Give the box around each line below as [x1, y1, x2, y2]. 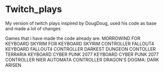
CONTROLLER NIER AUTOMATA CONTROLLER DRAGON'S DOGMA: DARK [5, 56, 159, 62]
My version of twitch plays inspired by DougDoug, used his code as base [5, 20, 157, 26]
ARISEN [5, 62, 22, 68]
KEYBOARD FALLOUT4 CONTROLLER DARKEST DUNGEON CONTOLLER [5, 46, 156, 52]
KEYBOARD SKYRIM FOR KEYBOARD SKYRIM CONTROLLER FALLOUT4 [5, 40, 154, 46]
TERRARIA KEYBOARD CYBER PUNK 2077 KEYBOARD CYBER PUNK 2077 [5, 51, 159, 57]
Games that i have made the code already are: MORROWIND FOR [5, 35, 141, 41]
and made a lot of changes [5, 25, 61, 31]
